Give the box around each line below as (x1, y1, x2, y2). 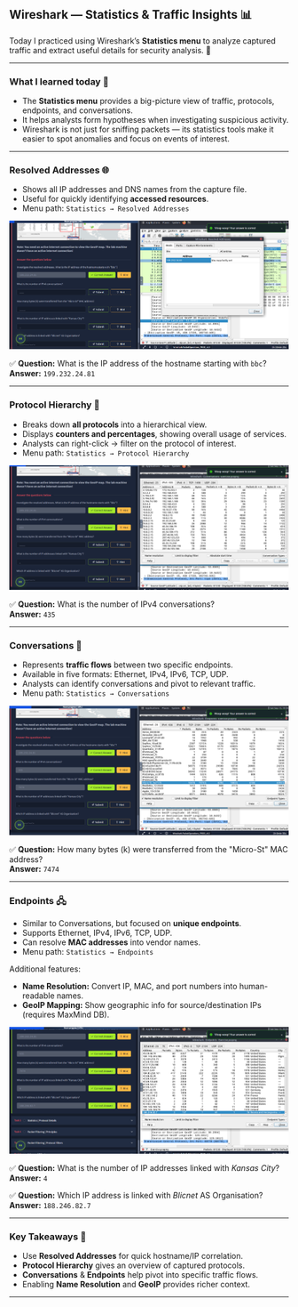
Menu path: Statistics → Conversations (21, 688, 170, 698)
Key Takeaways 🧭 (9, 1230, 87, 1243)
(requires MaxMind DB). (21, 1009, 110, 1021)
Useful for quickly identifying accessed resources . (21, 194, 209, 205)
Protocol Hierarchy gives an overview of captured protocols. (21, 1260, 246, 1271)
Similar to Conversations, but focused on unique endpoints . (21, 918, 242, 929)
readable (21, 990, 55, 1001)
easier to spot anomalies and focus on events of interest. (21, 133, 231, 144)
